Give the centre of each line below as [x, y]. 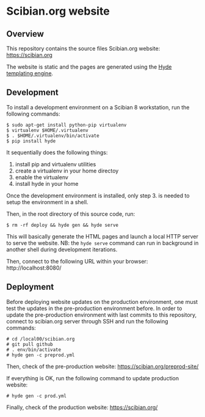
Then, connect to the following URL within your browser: [77, 261]
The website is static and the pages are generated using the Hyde [89, 67]
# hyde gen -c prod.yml [37, 396]
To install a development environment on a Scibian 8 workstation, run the [98, 107]
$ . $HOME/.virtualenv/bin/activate [53, 136]
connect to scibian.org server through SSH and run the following [88, 321]
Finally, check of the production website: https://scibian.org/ [82, 407]
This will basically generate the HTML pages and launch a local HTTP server [102, 236]
